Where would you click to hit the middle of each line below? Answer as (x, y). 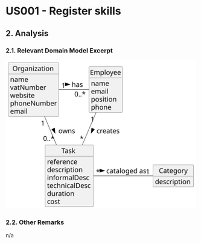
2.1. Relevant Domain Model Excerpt (59, 51)
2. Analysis (27, 33)
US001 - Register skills (63, 11)
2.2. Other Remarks (35, 222)
